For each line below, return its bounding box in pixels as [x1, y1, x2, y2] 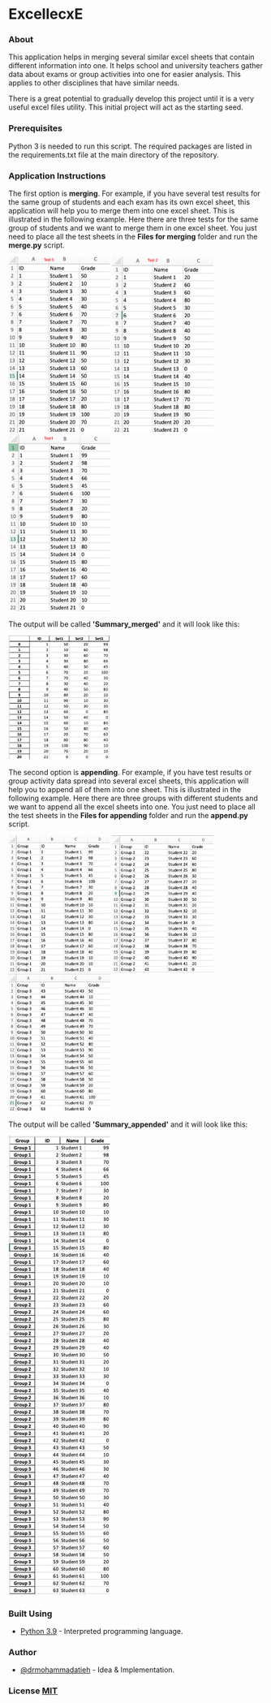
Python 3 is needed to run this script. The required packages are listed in [8, 141, 252, 151]
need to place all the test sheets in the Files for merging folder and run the [8, 232, 258, 242]
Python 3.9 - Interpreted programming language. [19, 1627, 184, 1636]
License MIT [8, 1685, 58, 1697]
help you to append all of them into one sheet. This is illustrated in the [8, 785, 242, 795]
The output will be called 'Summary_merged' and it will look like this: [8, 619, 240, 629]
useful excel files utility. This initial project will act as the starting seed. [8, 102, 243, 112]
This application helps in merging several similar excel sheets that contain [8, 52, 255, 62]
